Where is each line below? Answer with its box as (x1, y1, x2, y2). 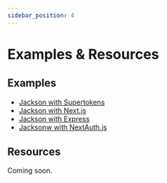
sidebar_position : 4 (7, 11, 75, 20)
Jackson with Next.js (18, 105, 87, 115)
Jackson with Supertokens (18, 97, 105, 107)
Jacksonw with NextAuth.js (18, 123, 107, 132)
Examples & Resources (7, 45, 160, 63)
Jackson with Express (18, 114, 90, 123)
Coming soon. (7, 166, 53, 175)
